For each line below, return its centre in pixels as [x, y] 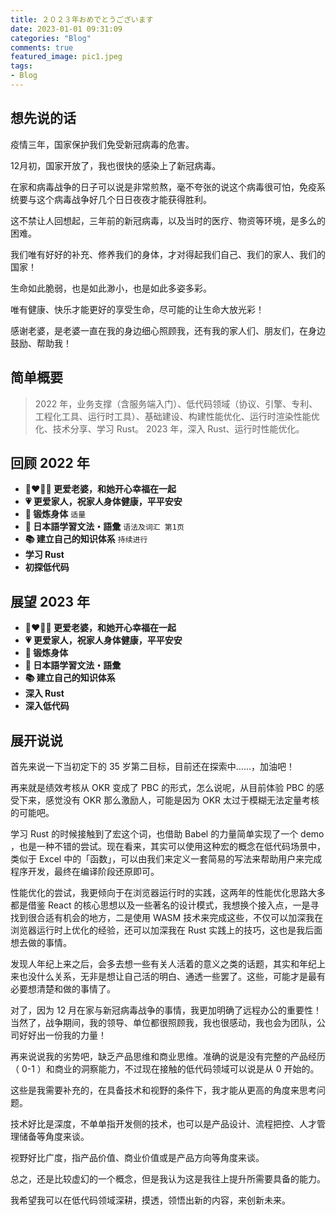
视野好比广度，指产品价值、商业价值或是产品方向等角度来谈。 [137, 1157]
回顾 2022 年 [50, 462]
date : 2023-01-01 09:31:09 [66, 29]
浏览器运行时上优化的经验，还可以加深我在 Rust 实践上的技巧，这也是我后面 [166, 930]
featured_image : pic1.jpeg [66, 57]
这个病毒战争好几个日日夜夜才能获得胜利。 [124, 199]
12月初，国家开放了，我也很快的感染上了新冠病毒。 [116, 165]
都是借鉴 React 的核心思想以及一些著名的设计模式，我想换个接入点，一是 [160, 905]
